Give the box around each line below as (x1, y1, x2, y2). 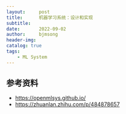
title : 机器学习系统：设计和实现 (6, 15, 93, 21)
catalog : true (6, 43, 42, 49)
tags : (6, 49, 20, 55)
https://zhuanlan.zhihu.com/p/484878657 (15, 101, 120, 108)
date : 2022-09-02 (6, 25, 67, 32)
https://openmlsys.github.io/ (15, 95, 86, 102)
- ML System (17, 54, 47, 60)
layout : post (6, 8, 50, 15)
